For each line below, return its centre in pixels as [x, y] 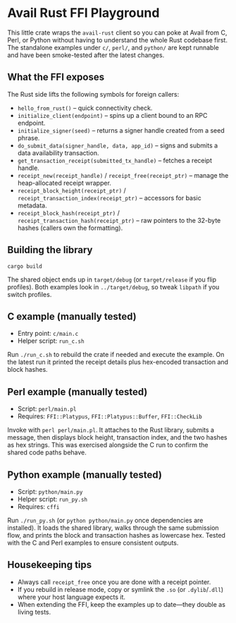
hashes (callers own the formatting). [70, 228]
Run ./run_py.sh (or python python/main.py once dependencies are [105, 520]
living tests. [34, 612]
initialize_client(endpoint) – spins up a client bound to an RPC [112, 115]
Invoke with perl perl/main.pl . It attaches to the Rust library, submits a [111, 430]
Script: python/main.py [50, 491]
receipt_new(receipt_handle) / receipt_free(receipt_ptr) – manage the [123, 175]
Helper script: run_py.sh [52, 499]
